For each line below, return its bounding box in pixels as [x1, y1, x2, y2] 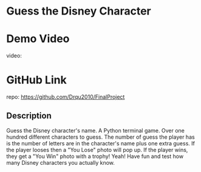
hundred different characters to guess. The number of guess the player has [6, 133, 196, 141]
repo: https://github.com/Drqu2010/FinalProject [6, 93, 125, 101]
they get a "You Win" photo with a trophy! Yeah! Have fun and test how [6, 153, 184, 160]
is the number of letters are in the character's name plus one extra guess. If [6, 139, 196, 147]
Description [6, 111, 52, 121]
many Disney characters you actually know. [6, 159, 115, 166]
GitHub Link [6, 73, 67, 87]
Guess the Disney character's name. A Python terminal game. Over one [6, 127, 185, 134]
